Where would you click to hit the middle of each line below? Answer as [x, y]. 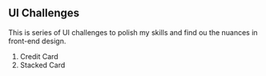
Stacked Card [42, 65]
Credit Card [39, 56]
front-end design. [37, 41]
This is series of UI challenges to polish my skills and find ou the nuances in [133, 32]
